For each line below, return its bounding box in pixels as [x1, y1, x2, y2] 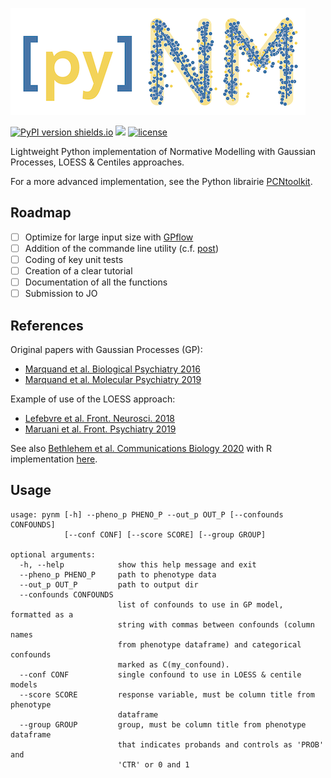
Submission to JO [24, 288, 98, 300]
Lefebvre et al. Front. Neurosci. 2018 [24, 413, 176, 424]
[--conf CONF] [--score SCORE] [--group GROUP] [63, 529, 267, 540]
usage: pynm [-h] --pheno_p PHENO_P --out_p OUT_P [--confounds [10, 509, 284, 520]
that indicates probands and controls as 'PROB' [117, 739, 325, 750]
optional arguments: [10, 549, 97, 560]
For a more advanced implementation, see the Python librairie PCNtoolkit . [10, 176, 313, 187]
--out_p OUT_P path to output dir [19, 579, 199, 590]
